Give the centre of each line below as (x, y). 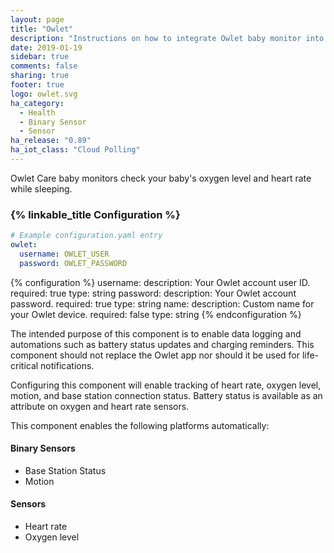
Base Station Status (65, 470)
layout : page (37, 19)
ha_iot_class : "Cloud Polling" (75, 150)
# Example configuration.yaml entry (86, 236)
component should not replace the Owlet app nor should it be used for (155, 355)
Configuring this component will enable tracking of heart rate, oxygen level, (166, 385)
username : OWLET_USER (64, 254)
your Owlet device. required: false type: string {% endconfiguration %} (156, 314)
